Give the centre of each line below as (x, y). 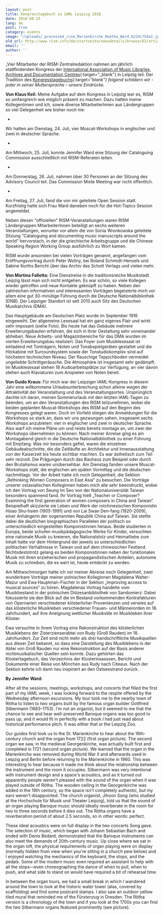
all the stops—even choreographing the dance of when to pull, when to (76, 867)
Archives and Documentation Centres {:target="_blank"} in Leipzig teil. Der (80, 74)
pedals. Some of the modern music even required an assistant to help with (80, 862)
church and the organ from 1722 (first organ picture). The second (87, 739)
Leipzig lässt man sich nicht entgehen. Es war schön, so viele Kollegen (76, 280)
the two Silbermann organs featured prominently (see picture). (68, 907)
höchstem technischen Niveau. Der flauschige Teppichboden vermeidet (77, 357)
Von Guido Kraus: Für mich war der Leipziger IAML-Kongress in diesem (77, 381)
